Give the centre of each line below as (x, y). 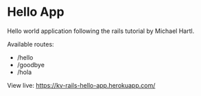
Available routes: (31, 44)
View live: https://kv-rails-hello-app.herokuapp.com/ (81, 85)
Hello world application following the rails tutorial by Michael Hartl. (101, 31)
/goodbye (31, 64)
